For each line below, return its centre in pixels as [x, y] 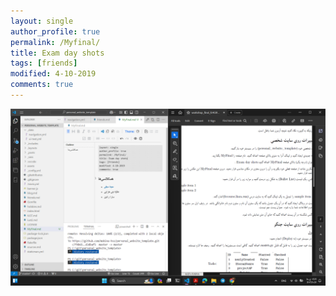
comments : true [42, 85]
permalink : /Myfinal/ [55, 42]
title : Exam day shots [57, 53]
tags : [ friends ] [44, 63]
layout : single [42, 21]
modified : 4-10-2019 [53, 74]
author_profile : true [55, 31]
